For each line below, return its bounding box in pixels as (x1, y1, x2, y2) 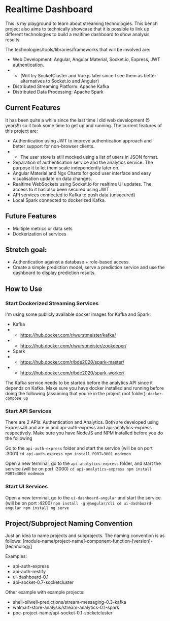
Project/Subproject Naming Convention (5, 519, 133, 528)
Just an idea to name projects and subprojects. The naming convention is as (5, 533, 165, 539)
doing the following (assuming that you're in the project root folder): (5, 391, 147, 397)
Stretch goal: (5, 245, 47, 254)
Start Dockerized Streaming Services (5, 300, 99, 307)
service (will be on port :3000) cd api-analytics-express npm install (5, 466, 152, 472)
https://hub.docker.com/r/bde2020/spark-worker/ (20, 370, 125, 376)
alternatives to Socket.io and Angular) (20, 78, 99, 84)
